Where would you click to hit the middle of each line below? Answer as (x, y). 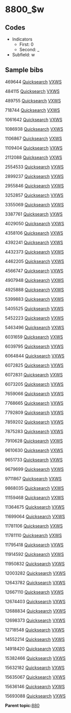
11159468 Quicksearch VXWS (35, 497)
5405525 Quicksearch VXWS (35, 308)
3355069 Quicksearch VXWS (35, 204)
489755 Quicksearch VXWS (33, 100)
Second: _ (29, 50)
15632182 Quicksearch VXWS (35, 668)
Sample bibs (24, 70)
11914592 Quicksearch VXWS (35, 554)
